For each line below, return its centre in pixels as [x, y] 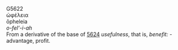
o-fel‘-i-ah [19, 28]
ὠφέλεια [17, 15]
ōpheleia [17, 21]
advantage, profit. [28, 41]
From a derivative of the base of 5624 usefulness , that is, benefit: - [89, 34]
